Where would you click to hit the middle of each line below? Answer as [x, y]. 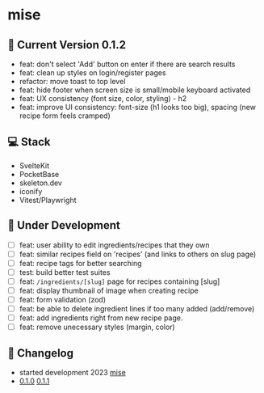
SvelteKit [34, 165]
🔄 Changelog [41, 353]
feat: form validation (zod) [63, 300]
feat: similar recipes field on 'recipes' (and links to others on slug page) [138, 254]
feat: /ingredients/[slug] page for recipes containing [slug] [119, 281]
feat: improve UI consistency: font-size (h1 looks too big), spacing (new [137, 107]
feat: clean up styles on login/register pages [92, 73]
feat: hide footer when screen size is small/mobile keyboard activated [135, 90]
